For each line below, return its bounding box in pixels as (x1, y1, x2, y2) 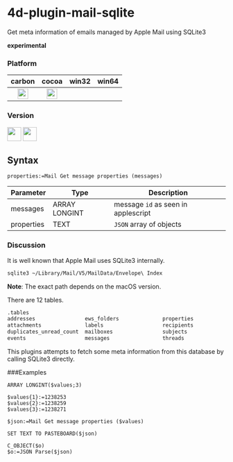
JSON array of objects (114, 220, 182, 230)
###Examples (7, 368, 47, 376)
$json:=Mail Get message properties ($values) (7, 418, 144, 425)
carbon (10, 76, 35, 86)
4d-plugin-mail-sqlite (7, 5, 135, 21)
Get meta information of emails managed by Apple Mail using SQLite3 (7, 28, 207, 36)
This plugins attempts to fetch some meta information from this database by (7, 347, 224, 355)
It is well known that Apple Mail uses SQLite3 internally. (7, 256, 165, 264)
